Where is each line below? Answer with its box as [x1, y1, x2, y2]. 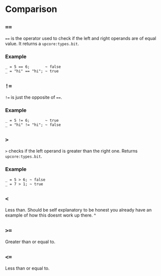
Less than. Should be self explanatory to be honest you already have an [5, 207, 152, 213]
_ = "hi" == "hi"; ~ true [5, 69, 59, 74]
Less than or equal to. [5, 265, 50, 271]
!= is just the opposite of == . [5, 94, 62, 100]
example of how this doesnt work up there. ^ [5, 212, 96, 218]
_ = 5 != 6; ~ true [5, 118, 59, 123]
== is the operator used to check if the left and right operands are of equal [5, 35, 157, 41]
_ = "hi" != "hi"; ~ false [5, 122, 61, 128]
